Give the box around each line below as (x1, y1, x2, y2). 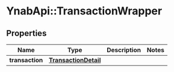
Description (106, 46, 141, 54)
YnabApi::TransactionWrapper (6, 4, 163, 18)
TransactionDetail (49, 56, 101, 64)
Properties (6, 28, 47, 38)
